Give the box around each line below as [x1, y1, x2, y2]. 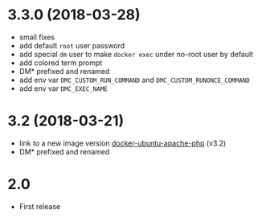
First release [18, 201, 61, 211]
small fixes [18, 32, 55, 42]
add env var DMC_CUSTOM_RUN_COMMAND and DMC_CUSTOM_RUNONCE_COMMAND [18, 75, 250, 84]
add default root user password [18, 40, 125, 50]
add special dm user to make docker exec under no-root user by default [18, 49, 254, 59]
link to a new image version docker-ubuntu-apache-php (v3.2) [18, 138, 227, 148]
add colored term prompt [18, 58, 103, 68]
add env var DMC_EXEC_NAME [18, 83, 108, 93]
